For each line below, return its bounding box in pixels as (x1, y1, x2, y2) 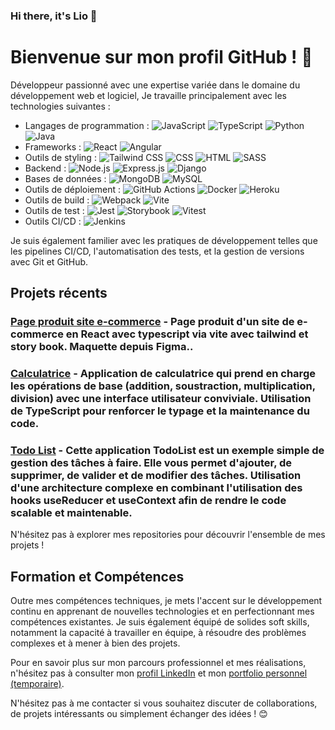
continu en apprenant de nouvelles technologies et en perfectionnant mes (10, 605, 315, 618)
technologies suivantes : (10, 100, 111, 112)
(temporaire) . (10, 678, 65, 690)
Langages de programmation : (24, 119, 150, 131)
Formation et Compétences (10, 568, 185, 585)
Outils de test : (24, 204, 85, 216)
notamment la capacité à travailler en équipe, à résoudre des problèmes (10, 627, 307, 639)
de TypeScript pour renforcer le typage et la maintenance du (10, 404, 310, 418)
